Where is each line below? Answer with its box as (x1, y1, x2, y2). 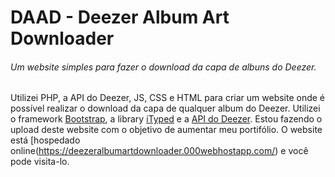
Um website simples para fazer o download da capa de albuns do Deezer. (10, 61, 317, 73)
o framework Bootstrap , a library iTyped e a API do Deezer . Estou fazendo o (10, 113, 323, 125)
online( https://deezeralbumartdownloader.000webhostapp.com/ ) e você (10, 145, 309, 157)
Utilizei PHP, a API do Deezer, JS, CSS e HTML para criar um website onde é (10, 92, 326, 104)
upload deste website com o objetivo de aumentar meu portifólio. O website (10, 124, 323, 136)
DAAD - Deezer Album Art (10, 6, 230, 29)
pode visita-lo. (10, 156, 70, 168)
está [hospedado (10, 134, 81, 146)
